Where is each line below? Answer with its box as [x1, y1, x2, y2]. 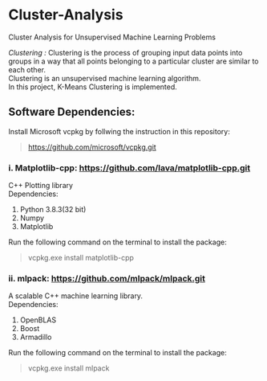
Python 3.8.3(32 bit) [19, 205, 87, 215]
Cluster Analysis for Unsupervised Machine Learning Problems [8, 32, 216, 42]
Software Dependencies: [8, 105, 136, 119]
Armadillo [19, 332, 52, 342]
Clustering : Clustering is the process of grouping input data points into [8, 47, 243, 57]
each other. [8, 64, 47, 74]
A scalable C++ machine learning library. [8, 291, 143, 301]
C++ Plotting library [8, 181, 74, 190]
